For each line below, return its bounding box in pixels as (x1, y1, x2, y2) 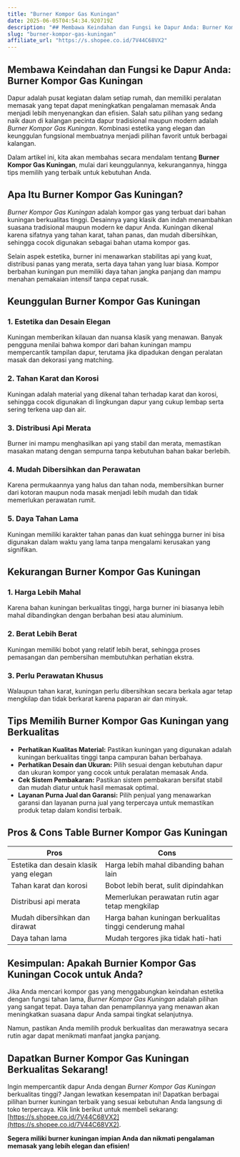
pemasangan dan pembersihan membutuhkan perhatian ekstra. (7, 653, 194, 661)
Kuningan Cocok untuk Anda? (7, 968, 144, 981)
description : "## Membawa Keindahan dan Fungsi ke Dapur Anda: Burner (7, 24, 222, 31)
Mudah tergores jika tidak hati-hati (104, 933, 221, 943)
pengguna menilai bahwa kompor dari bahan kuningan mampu (7, 341, 191, 349)
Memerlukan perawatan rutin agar (104, 892, 219, 902)
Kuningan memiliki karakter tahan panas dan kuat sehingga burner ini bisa (7, 530, 225, 539)
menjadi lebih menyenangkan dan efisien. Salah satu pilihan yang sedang (7, 109, 223, 117)
